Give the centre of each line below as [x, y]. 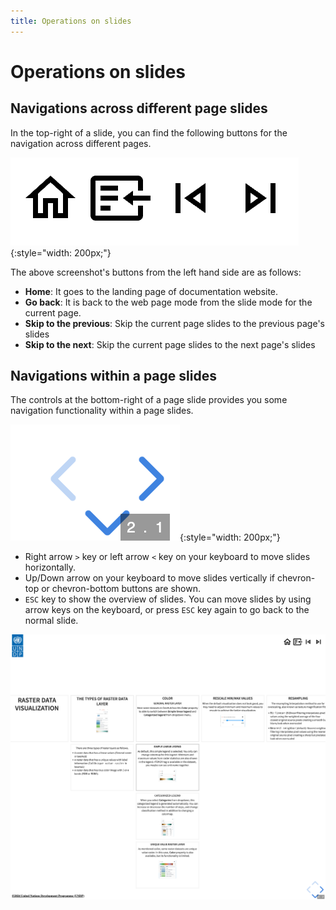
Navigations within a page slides [113, 376]
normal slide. [51, 621]
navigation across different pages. [81, 143]
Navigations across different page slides [139, 108]
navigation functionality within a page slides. [102, 411]
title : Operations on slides [71, 21]
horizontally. [50, 567]
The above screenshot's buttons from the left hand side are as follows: [156, 272]
